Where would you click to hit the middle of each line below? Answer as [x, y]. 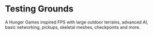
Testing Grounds [39, 9]
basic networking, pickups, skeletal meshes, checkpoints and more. [73, 27]
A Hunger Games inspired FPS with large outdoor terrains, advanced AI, [77, 22]
